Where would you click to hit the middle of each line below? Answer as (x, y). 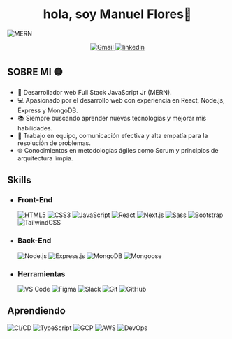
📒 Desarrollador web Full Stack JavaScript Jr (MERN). (95, 92)
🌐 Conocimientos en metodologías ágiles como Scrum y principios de (118, 150)
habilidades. (35, 128)
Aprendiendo (37, 311)
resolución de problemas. (54, 143)
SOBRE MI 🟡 (35, 72)
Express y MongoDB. (48, 110)
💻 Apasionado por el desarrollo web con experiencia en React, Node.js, (121, 100)
